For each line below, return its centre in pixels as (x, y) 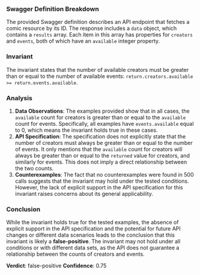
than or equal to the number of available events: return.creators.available (100, 76)
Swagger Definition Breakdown (53, 9)
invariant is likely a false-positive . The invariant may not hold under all (93, 241)
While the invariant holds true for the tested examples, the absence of (92, 222)
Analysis (20, 98)
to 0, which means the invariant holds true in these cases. (86, 130)
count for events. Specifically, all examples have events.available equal (104, 123)
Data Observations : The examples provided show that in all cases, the (102, 111)
